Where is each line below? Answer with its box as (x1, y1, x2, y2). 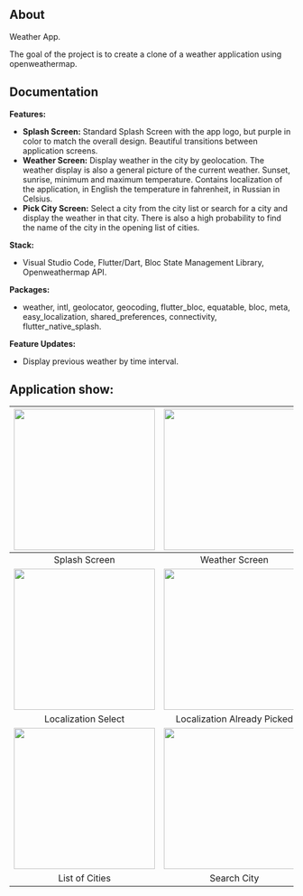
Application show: (9, 382, 115, 397)
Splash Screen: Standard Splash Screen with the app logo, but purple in (22, 126, 291, 136)
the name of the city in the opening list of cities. (22, 221, 200, 233)
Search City (209, 872, 260, 884)
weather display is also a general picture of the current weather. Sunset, (22, 164, 290, 175)
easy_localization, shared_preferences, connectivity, (22, 311, 218, 322)
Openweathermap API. (22, 266, 107, 277)
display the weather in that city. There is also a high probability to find (22, 212, 282, 223)
